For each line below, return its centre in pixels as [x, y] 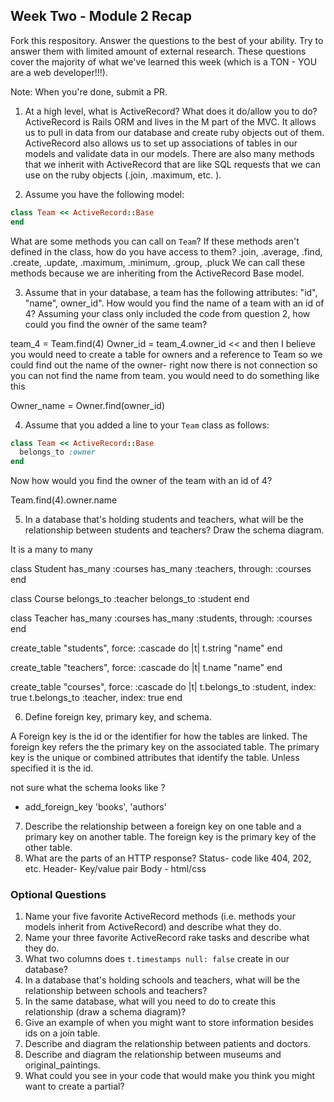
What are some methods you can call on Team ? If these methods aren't [155, 241]
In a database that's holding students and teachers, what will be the [164, 520]
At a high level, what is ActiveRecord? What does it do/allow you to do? [171, 111]
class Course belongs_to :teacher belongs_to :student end [130, 599]
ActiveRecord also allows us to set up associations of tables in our [161, 143]
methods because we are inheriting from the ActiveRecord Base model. [157, 273]
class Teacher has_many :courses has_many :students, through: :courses [161, 618]
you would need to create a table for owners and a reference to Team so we [166, 354]
